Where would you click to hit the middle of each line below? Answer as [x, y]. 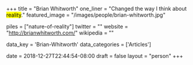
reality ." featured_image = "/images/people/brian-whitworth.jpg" [86, 15]
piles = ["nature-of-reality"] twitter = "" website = [67, 27]
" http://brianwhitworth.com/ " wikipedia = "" [60, 33]
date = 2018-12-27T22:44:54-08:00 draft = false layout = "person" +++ [95, 56]
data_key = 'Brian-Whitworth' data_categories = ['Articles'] [79, 44]
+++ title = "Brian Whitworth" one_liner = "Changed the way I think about [96, 9]
